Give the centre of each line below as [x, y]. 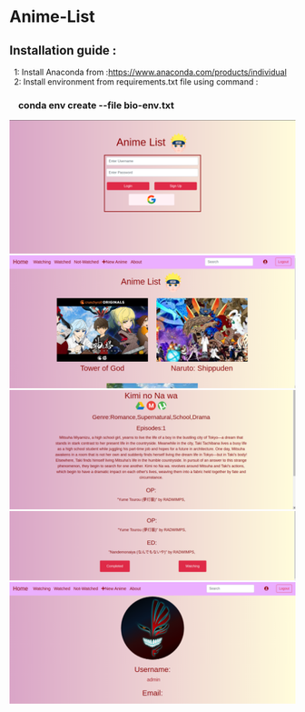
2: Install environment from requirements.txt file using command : [136, 82]
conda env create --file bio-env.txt [96, 105]
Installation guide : [63, 50]
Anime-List [52, 17]
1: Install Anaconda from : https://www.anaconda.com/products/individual [150, 72]
